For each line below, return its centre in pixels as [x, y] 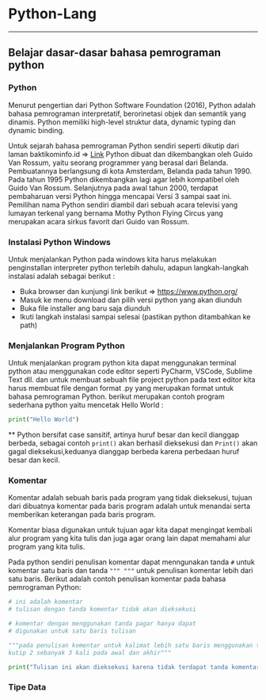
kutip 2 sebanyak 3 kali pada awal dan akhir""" [90, 652]
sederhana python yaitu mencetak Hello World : [86, 405]
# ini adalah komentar [46, 602]
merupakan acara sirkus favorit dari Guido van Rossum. [99, 221]
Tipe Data [27, 687]
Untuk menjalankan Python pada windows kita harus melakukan [112, 259]
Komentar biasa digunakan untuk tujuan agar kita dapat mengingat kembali [130, 530]
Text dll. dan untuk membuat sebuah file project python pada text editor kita [132, 380]
